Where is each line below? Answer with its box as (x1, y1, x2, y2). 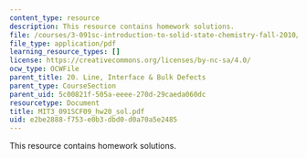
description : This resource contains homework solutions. (9, 22, 235, 31)
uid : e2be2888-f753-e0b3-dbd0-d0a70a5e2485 (9, 115, 178, 124)
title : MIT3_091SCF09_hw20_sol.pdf (9, 107, 145, 116)
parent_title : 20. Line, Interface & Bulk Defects (9, 73, 206, 82)
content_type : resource (9, 13, 101, 23)
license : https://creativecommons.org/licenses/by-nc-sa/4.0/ (9, 56, 251, 65)
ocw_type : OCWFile (9, 65, 79, 74)
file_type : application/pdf (9, 38, 117, 48)
